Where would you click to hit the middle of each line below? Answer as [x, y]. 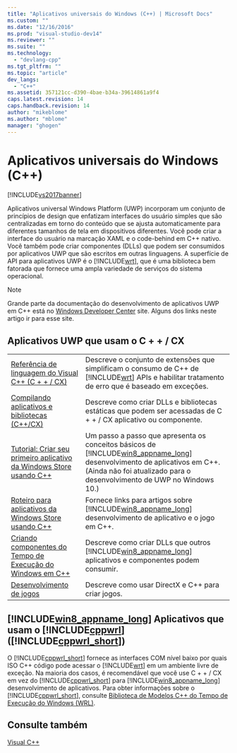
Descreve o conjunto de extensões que [150, 360]
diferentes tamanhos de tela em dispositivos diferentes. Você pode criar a [115, 231]
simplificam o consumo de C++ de [142, 369]
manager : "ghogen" [34, 125]
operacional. [25, 276]
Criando [24, 538]
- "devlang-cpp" [37, 60]
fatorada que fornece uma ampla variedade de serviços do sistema [105, 268]
